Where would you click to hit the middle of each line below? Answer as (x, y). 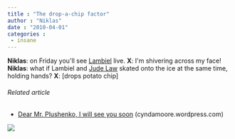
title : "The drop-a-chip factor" (59, 14)
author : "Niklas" (35, 21)
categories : (27, 34)
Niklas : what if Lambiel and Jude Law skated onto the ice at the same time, (117, 68)
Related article (29, 92)
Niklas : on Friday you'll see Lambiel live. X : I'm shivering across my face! (115, 61)
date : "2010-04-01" (38, 27)
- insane (23, 41)
